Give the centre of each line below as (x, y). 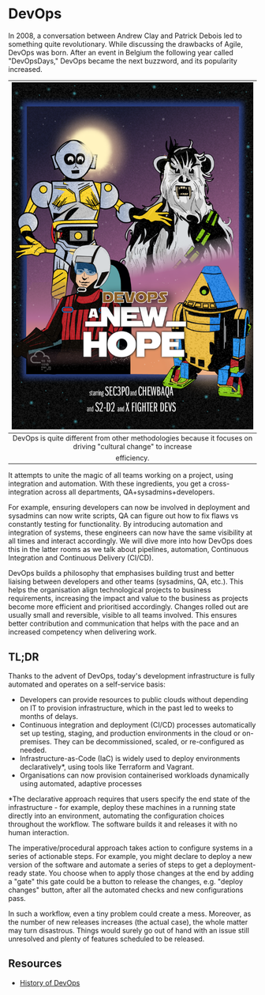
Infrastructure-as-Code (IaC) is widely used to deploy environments (130, 759)
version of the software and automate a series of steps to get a (110, 864)
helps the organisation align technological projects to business (110, 590)
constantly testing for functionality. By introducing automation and (116, 524)
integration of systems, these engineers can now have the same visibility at (131, 533)
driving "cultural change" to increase (132, 447)
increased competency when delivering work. (82, 632)
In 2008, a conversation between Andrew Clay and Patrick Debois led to (125, 36)
